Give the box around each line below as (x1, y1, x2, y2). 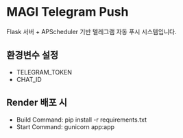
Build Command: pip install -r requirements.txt (16, 115, 147, 124)
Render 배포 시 (6, 97, 68, 109)
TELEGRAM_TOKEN (16, 68, 73, 76)
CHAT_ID (16, 75, 42, 83)
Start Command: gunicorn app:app (16, 122, 114, 130)
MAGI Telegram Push (6, 4, 129, 20)
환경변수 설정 (6, 49, 59, 61)
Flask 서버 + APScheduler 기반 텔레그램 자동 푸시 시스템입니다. (6, 27, 177, 36)
